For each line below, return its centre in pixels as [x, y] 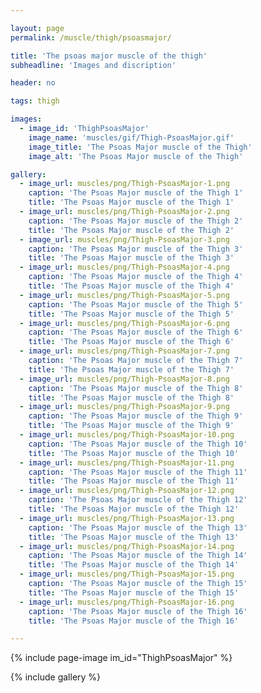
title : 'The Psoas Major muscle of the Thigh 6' [131, 342]
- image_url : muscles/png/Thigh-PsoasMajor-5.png [124, 295]
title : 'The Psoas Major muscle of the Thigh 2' [131, 230]
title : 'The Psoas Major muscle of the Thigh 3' [131, 258]
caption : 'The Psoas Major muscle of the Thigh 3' [136, 249]
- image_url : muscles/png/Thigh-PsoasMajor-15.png [127, 574]
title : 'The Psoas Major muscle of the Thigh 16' [134, 621]
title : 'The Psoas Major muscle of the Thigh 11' [134, 481]
